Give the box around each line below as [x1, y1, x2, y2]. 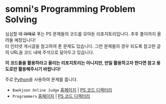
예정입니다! [14, 37, 36, 43]
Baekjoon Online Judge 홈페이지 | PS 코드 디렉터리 [12, 87, 112, 93]
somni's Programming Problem [5, 3, 135, 15]
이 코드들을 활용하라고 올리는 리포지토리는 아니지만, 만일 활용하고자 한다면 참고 [5, 60, 156, 66]
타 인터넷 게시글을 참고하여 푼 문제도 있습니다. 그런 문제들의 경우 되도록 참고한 [5, 43, 156, 49]
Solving [5, 14, 37, 25]
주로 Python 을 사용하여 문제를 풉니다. [5, 76, 78, 82]
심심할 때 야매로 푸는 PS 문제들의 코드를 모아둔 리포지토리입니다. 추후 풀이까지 [5, 31, 156, 36]
